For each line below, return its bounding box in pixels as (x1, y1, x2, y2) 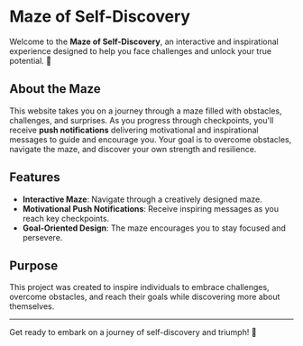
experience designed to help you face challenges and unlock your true (9, 45, 272, 56)
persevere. (22, 232, 63, 242)
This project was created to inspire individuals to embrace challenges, (9, 282, 270, 293)
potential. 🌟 (9, 55, 52, 66)
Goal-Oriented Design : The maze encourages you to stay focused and (22, 223, 287, 233)
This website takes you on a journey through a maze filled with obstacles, (9, 105, 282, 116)
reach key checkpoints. (22, 213, 110, 223)
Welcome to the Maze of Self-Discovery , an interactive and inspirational (9, 36, 280, 47)
